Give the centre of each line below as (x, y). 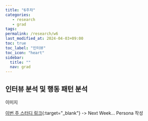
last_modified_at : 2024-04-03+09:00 (44, 39)
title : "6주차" (20, 10)
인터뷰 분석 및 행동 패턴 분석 (47, 89)
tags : (11, 29)
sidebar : (15, 57)
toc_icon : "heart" (25, 53)
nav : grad (20, 67)
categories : (18, 15)
